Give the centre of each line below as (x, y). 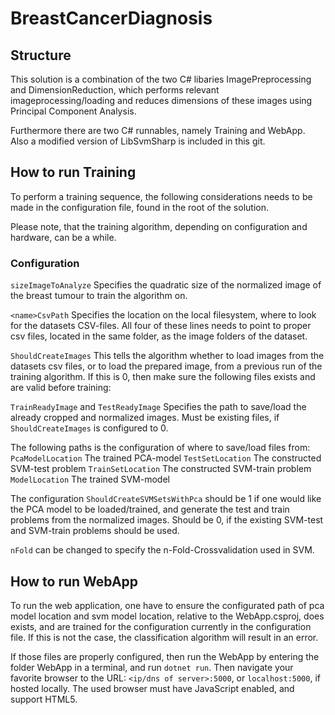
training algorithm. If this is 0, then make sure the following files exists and (163, 377)
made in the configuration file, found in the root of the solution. (139, 207)
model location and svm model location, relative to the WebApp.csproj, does (167, 616)
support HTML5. (44, 699)
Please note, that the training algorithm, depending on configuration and (159, 226)
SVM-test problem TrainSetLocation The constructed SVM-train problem (161, 469)
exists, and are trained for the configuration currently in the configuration (161, 626)
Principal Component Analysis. (73, 111)
